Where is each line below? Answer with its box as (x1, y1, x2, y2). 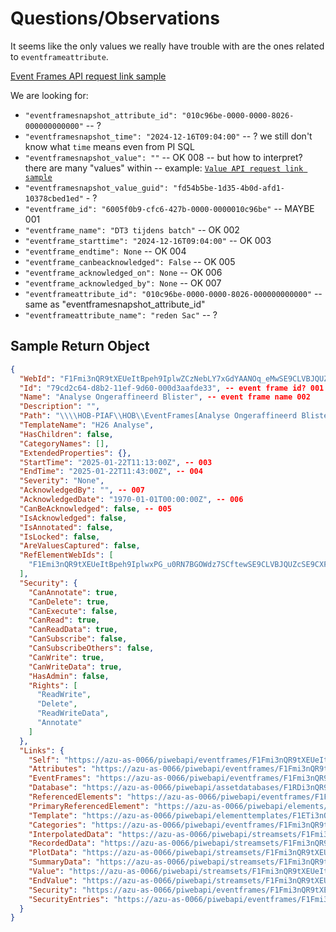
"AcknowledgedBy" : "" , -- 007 (19, 485, 145, 496)
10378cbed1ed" (24, 193, 84, 204)
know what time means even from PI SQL (24, 140, 195, 152)
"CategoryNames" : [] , (19, 438, 110, 449)
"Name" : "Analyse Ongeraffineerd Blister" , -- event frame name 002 (19, 392, 311, 402)
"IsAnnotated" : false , (19, 522, 114, 532)
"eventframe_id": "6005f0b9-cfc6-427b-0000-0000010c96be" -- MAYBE (24, 202, 315, 214)
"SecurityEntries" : (28, 894, 110, 904)
